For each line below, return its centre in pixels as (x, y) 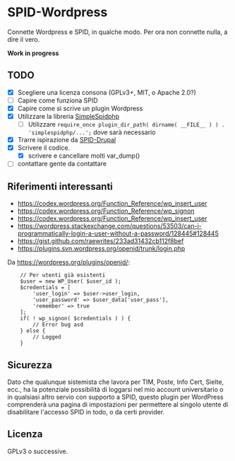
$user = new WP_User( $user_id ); (71, 281)
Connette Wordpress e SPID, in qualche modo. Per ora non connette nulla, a (117, 32)
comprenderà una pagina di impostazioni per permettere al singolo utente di (118, 404)
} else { (33, 331)
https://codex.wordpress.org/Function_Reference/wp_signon (106, 211)
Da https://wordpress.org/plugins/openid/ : (69, 262)
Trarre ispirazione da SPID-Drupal (67, 140)
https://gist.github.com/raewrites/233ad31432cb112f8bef (101, 241)
